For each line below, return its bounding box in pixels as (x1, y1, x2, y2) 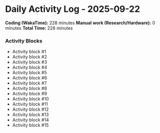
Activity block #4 (12, 64, 48, 70)
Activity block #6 (12, 75, 47, 81)
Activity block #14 (12, 117, 49, 123)
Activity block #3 (12, 59, 47, 65)
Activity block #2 (12, 54, 47, 60)
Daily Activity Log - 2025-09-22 (5, 3, 140, 15)
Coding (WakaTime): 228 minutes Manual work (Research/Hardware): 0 (5, 20, 155, 26)
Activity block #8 (12, 86, 47, 91)
